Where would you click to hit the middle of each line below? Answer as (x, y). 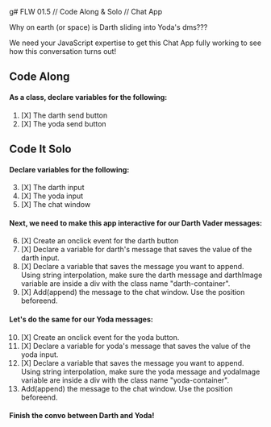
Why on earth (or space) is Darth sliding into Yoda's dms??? (108, 27)
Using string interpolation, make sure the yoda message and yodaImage (140, 371)
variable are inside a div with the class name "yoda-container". (125, 380)
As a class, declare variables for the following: (88, 97)
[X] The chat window (56, 205)
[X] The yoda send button (64, 123)
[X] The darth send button (64, 115)
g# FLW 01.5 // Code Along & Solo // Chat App (86, 12)
